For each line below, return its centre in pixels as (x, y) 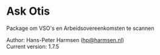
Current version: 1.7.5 (33, 46)
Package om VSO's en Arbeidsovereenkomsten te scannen (80, 28)
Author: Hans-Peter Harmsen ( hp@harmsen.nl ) (65, 40)
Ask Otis (28, 11)
